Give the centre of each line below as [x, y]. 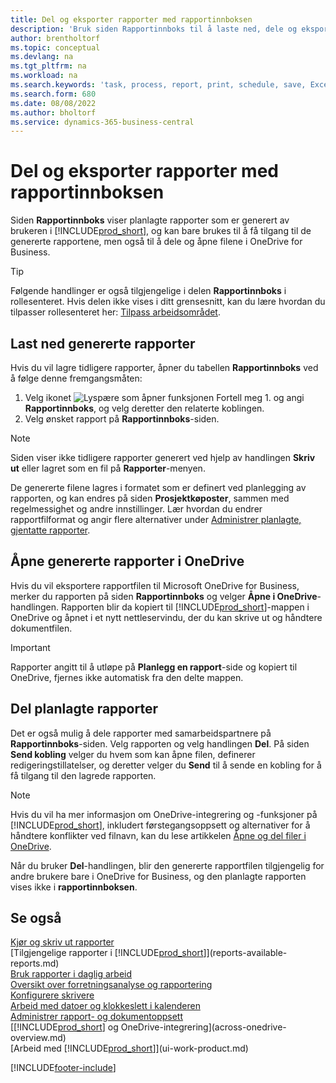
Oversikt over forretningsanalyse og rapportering [111, 985]
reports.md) [35, 963]
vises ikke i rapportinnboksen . [74, 887]
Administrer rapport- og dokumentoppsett [97, 1017]
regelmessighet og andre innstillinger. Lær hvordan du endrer [136, 509]
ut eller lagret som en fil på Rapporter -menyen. [108, 468]
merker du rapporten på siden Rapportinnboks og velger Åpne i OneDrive [164, 596]
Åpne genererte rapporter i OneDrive [127, 561]
